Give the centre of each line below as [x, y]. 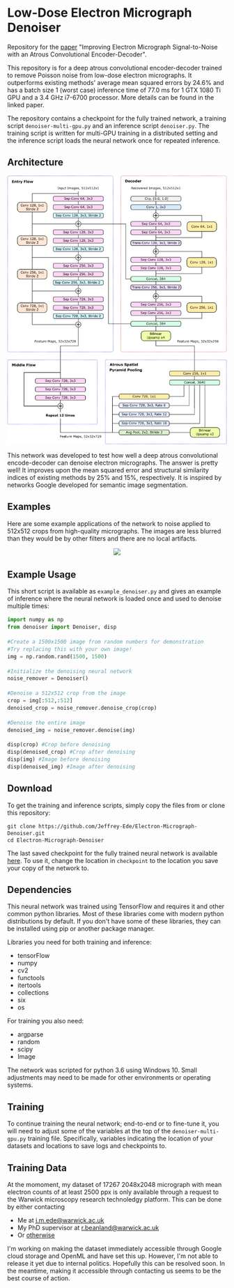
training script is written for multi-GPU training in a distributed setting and [112, 133]
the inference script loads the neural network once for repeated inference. [114, 140]
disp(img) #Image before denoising [59, 760]
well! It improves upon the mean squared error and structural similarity [108, 470]
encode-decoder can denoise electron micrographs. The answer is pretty [112, 463]
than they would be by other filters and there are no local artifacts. [102, 538]
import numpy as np [36, 620]
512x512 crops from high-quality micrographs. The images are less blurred [114, 531]
